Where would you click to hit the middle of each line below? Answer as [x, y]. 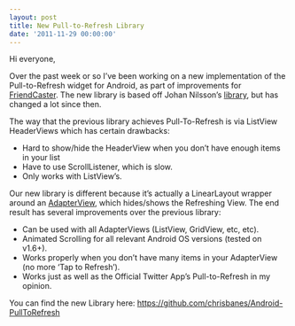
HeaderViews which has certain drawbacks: [89, 131]
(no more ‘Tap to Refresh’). [71, 268]
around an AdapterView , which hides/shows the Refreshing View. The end [144, 203]
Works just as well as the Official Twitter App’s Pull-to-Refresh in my [146, 276]
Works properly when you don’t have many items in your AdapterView [150, 258]
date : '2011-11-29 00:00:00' [63, 34]
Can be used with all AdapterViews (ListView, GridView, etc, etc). [140, 229]
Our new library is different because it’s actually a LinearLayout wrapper [140, 194]
